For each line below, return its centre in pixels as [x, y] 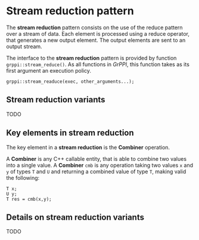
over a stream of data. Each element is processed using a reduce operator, [98, 33]
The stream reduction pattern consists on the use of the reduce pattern [94, 27]
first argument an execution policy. [49, 70]
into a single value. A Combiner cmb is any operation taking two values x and [100, 165]
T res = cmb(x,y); [29, 199]
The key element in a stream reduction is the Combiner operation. [88, 147]
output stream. [24, 46]
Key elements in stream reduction [70, 133]
